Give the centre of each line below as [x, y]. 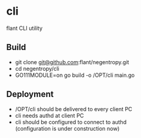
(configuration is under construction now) [67, 128]
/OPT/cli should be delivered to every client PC [74, 109]
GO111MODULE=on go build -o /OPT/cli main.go [75, 75]
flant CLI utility [24, 28]
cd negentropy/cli [37, 68]
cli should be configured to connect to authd [70, 122]
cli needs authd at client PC [49, 115]
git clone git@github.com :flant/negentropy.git [72, 62]
